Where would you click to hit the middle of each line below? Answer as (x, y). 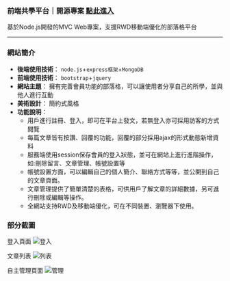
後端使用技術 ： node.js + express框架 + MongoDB (80, 69)
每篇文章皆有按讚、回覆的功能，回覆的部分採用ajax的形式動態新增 (120, 137)
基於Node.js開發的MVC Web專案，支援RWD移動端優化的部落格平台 (102, 27)
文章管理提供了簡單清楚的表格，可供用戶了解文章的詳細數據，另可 (120, 189)
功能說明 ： (32, 111)
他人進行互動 (35, 94)
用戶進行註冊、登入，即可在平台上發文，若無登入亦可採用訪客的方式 (123, 120)
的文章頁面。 (45, 180)
